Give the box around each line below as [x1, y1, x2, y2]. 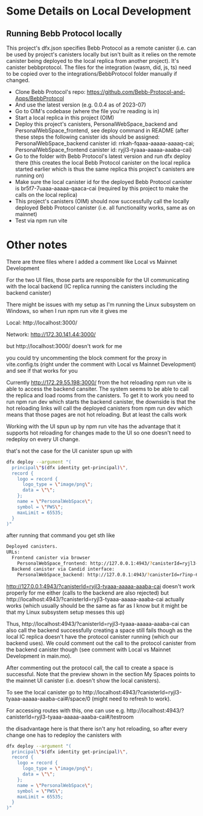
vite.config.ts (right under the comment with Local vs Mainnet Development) [6, 360, 196, 367]
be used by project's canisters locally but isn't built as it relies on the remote [6, 51, 196, 58]
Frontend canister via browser [11, 555, 91, 561]
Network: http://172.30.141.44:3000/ [6, 331, 96, 338]
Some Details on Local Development [6, 4, 192, 18]
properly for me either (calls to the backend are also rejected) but [6, 589, 169, 596]
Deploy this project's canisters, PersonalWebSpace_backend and [14, 120, 178, 128]
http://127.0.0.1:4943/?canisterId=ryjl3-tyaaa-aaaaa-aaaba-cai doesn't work [6, 582, 195, 590]
